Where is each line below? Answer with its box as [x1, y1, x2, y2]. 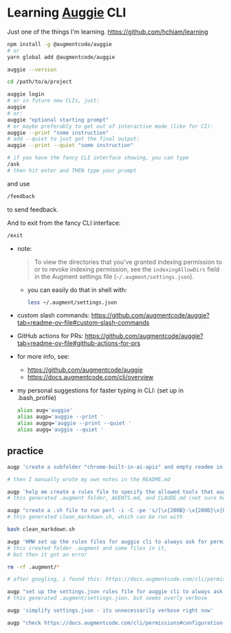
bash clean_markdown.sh [7, 526, 76, 533]
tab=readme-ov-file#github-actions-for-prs [16, 339, 141, 348]
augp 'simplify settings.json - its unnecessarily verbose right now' [7, 607, 214, 614]
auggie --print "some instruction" [7, 129, 109, 136]
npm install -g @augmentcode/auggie [7, 41, 112, 47]
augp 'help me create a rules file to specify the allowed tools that [7, 488, 214, 496]
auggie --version [7, 66, 57, 73]
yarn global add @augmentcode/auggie [7, 54, 115, 60]
